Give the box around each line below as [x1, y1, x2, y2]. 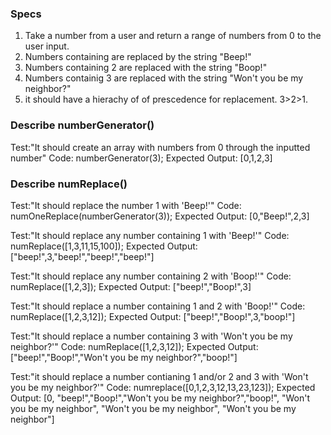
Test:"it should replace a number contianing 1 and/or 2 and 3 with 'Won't [10, 370, 309, 382]
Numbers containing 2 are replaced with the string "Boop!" [24, 62, 268, 74]
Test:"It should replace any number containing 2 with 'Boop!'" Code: [10, 270, 292, 282]
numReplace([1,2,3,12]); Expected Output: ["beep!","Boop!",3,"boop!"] [10, 310, 296, 322]
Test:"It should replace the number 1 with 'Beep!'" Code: [10, 199, 242, 211]
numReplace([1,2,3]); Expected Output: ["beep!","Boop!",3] [10, 280, 252, 292]
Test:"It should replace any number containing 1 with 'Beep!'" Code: [10, 229, 290, 241]
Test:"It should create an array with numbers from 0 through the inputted [10, 141, 311, 153]
